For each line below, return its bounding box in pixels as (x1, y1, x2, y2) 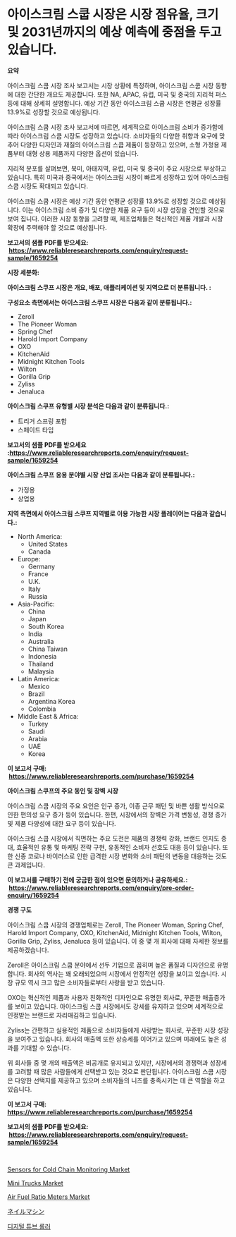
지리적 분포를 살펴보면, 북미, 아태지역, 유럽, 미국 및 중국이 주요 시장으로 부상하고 (7, 164, 227, 173)
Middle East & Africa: (17, 712, 79, 720)
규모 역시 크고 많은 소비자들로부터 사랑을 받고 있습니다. (14, 978, 166, 987)
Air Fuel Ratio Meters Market (7, 1193, 90, 1201)
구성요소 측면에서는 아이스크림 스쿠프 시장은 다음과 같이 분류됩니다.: (7, 298, 192, 307)
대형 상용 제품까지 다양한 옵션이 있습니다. (25, 149, 139, 157)
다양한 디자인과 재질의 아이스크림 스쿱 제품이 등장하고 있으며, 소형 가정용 (20, 140, 220, 149)
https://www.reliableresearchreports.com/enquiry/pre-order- (8, 883, 194, 892)
